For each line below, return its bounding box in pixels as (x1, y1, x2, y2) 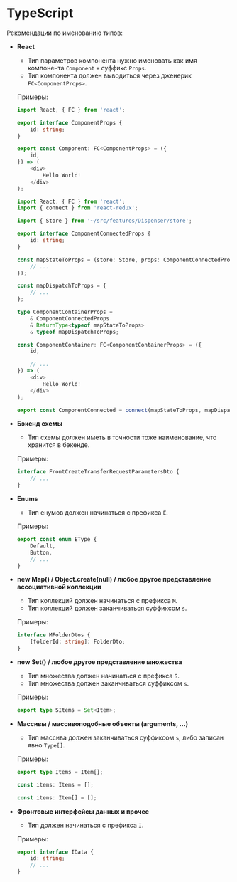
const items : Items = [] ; (16, 781, 94, 788)
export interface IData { (16, 849, 94, 856)
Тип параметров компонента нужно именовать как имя (27, 56, 198, 65)
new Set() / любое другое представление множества (16, 658, 182, 666)
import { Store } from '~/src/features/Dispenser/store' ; (16, 217, 192, 225)
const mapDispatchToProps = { (16, 283, 107, 290)
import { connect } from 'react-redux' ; (16, 204, 138, 211)
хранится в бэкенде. (27, 441, 90, 449)
